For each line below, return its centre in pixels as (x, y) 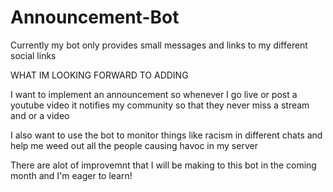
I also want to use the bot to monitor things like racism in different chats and (166, 135)
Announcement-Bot (95, 17)
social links (33, 55)
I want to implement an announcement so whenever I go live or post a (154, 94)
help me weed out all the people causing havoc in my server (134, 145)
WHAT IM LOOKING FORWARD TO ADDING (99, 75)
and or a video (40, 115)
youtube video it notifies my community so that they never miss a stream (160, 105)
